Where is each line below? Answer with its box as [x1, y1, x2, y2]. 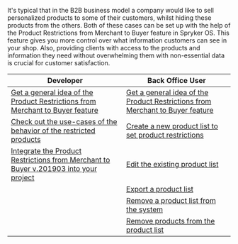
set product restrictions [126, 131, 204, 140]
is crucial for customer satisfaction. [7, 59, 110, 67]
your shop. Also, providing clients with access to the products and [7, 44, 200, 52]
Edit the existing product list [126, 160, 219, 169]
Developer [47, 76, 84, 85]
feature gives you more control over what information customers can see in [7, 36, 227, 45]
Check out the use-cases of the [11, 117, 118, 126]
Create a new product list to [126, 121, 218, 131]
